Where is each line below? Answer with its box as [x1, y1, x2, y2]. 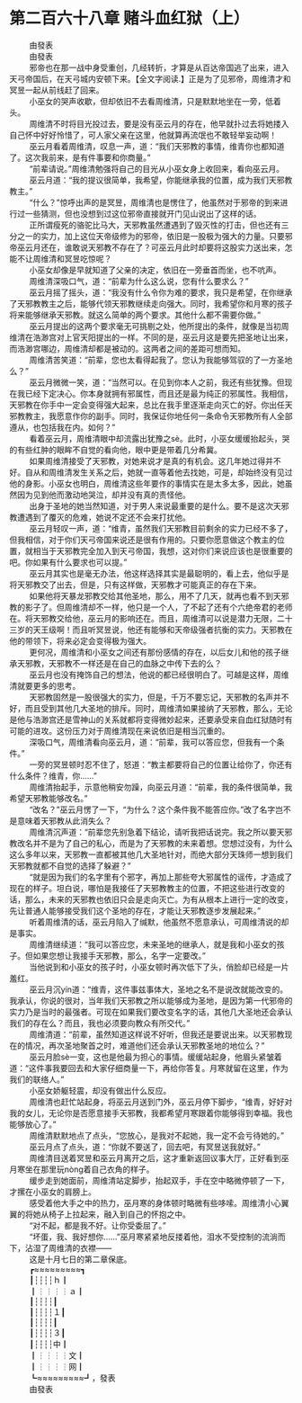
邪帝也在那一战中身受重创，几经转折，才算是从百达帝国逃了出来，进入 [29, 62, 289, 73]
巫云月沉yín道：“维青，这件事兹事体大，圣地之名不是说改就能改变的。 [29, 984, 289, 995]
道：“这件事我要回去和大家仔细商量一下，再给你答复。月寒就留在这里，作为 [9, 1062, 289, 1073]
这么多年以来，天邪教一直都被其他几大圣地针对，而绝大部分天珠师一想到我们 [9, 849, 293, 860]
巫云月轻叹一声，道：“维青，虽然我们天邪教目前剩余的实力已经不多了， [29, 523, 293, 533]
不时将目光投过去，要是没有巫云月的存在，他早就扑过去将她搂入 [52, 118, 289, 129]
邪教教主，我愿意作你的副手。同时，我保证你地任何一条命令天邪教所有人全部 [9, 410, 293, 421]
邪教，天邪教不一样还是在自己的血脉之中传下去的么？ [24, 657, 222, 668]
